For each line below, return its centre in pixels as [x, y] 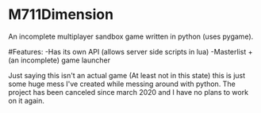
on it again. [27, 100]
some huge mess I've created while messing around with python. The [122, 84]
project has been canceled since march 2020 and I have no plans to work [128, 92]
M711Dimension [61, 15]
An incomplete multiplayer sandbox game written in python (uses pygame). [131, 36]
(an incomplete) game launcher [59, 60]
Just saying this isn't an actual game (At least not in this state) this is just [127, 75]
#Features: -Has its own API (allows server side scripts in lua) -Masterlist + [130, 51]
